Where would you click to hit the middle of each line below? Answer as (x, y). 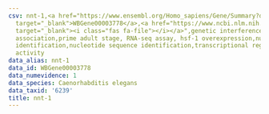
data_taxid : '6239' (41, 90)
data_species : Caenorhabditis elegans (73, 83)
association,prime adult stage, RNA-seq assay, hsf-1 (107, 38)
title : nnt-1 (30, 98)
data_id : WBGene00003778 (50, 68)
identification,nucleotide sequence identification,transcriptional (132, 46)
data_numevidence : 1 (43, 75)
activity (30, 53)
